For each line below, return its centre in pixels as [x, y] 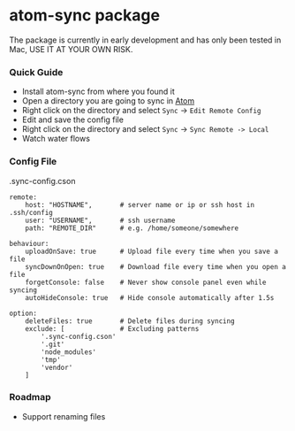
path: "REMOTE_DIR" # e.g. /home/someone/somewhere [132, 228]
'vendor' [57, 367]
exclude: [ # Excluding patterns [112, 328]
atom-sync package [85, 15]
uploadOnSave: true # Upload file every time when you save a [151, 251]
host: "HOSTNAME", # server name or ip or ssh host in [140, 204]
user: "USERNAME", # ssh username [100, 220]
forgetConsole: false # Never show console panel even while [146, 282]
